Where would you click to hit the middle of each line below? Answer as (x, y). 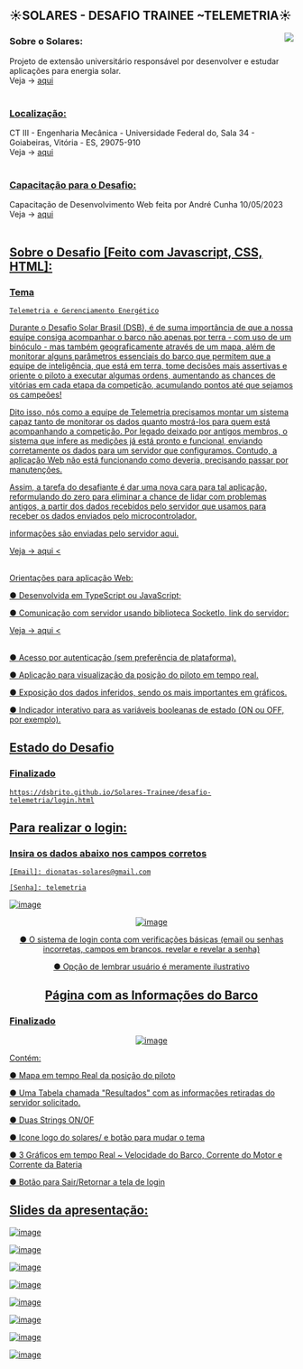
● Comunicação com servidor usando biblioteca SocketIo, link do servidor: (149, 613)
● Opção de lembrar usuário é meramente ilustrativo (151, 967)
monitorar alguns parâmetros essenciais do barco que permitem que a (140, 356)
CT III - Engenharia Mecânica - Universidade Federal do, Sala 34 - (132, 133)
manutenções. (36, 469)
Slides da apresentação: (79, 1211)
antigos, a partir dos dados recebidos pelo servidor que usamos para (138, 506)
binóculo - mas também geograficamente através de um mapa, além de (142, 347)
